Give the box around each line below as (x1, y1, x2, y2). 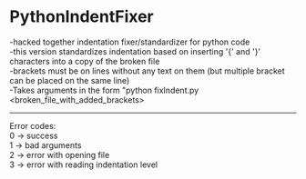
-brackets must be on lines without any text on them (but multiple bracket (9, 65, 285, 76)
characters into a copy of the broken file (9, 55, 160, 66)
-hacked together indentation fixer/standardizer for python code (9, 36, 250, 47)
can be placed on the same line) (9, 75, 130, 85)
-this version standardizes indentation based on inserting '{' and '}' (9, 45, 261, 56)
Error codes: (9, 120, 56, 131)
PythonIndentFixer (9, 6, 154, 27)
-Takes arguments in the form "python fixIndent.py (9, 85, 199, 95)
